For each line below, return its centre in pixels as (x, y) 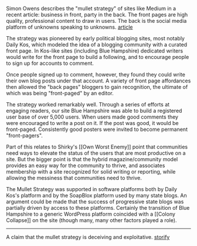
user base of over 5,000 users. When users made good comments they (92, 117)
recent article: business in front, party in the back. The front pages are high (97, 15)
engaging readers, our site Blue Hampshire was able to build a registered (94, 111)
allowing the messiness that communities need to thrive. (74, 178)
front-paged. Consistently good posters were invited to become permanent (97, 129)
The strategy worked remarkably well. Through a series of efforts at (88, 104)
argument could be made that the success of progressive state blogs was (95, 202)
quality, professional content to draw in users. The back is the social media (96, 21)
